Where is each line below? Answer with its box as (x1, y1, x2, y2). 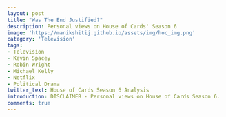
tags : (7, 42, 23, 49)
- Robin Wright (7, 61, 51, 68)
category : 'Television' (7, 36, 76, 43)
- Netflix (7, 74, 36, 81)
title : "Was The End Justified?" (7, 17, 103, 23)
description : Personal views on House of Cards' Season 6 (7, 23, 177, 30)
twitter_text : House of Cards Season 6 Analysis (7, 87, 150, 94)
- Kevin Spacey (7, 55, 51, 62)
